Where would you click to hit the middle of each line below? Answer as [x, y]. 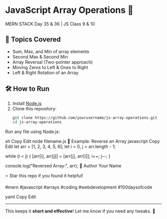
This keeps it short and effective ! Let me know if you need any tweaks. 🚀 [80, 211]
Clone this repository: [34, 108]
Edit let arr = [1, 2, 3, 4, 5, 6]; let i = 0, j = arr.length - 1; [60, 146]
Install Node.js [27, 103]
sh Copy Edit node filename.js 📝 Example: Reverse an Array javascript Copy [83, 142]
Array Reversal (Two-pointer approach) [52, 62]
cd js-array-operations [37, 122]
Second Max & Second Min [40, 57]
